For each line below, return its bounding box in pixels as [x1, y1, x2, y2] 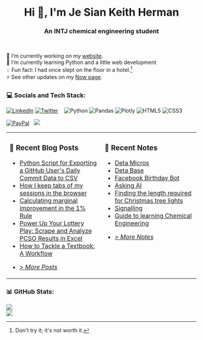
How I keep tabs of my [19, 181, 83, 190]
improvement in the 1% [19, 204, 86, 213]
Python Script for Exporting [19, 159, 97, 167]
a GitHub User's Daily [19, 166, 80, 175]
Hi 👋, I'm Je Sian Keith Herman [24, 5, 179, 19]
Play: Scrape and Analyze [19, 226, 92, 235]
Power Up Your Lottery [19, 219, 85, 228]
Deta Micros [114, 159, 149, 167]
